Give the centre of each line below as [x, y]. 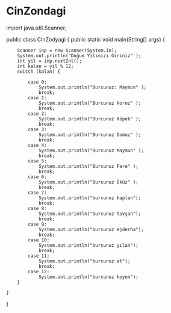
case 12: [39, 271]
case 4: [37, 145]
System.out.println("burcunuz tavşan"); [90, 214]
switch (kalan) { [39, 71]
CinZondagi [36, 11]
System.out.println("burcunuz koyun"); [88, 277]
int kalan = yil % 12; [45, 66]
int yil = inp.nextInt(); [50, 61]
